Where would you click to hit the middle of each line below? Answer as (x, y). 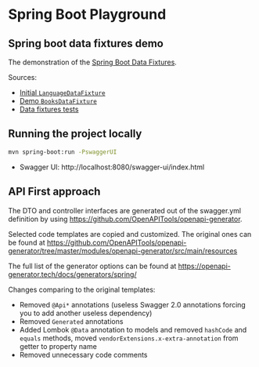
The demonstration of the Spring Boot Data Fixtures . (93, 62)
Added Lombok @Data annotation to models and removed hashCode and (133, 329)
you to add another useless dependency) (86, 313)
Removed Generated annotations (71, 321)
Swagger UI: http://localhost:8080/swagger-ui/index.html (112, 167)
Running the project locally (75, 134)
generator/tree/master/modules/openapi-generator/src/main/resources (123, 251)
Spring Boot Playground (87, 15)
